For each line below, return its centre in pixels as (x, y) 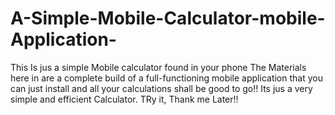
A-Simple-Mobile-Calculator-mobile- (168, 18)
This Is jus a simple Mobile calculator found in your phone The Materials (158, 67)
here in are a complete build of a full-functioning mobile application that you (166, 78)
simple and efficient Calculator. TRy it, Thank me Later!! (124, 99)
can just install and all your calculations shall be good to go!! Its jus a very (161, 88)
